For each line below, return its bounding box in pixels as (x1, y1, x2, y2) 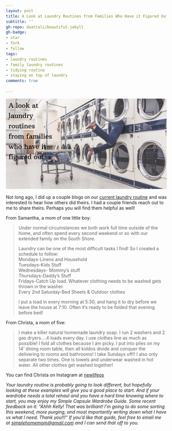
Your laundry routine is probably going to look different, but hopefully (6, 382, 152, 388)
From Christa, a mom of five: (6, 320, 66, 326)
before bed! (18, 309, 43, 316)
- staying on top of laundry (6, 73, 68, 78)
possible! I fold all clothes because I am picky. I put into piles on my (18, 340, 160, 347)
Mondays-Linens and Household (18, 256, 87, 262)
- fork (6, 41, 20, 46)
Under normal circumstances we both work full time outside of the (18, 225, 158, 231)
